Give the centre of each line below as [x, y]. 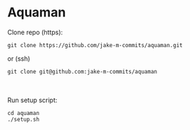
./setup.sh [23, 119]
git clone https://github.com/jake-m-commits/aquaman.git [95, 45]
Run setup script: [32, 100]
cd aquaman [23, 113]
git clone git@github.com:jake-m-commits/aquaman [83, 71]
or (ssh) [19, 59]
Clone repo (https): [35, 32]
